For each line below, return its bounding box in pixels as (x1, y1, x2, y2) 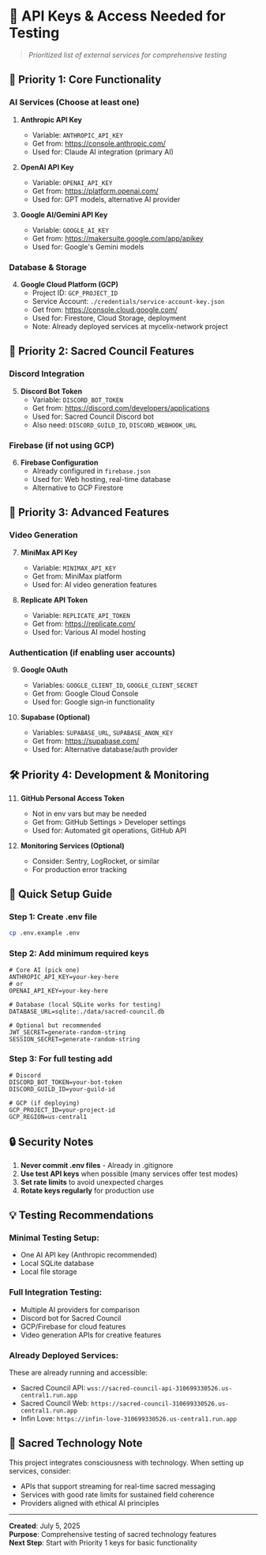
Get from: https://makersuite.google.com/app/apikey (32, 233, 204, 243)
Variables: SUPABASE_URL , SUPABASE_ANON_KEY (32, 727, 174, 737)
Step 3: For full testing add (9, 1053, 113, 1064)
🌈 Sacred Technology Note (9, 1436, 143, 1451)
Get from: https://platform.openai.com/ (32, 186, 159, 195)
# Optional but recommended (9, 1021, 102, 1030)
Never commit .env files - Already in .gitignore (20, 1160, 174, 1170)
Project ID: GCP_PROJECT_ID (32, 288, 118, 298)
